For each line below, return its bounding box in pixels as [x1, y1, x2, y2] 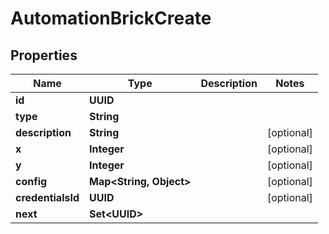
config [15, 175, 48, 188]
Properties [10, 47, 78, 64]
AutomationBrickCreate [10, 7, 212, 30]
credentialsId [15, 191, 80, 204]
